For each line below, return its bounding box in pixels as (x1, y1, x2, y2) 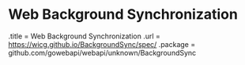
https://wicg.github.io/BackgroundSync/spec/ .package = (8, 39, 196, 49)
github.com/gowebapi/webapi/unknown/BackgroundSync (8, 48, 197, 57)
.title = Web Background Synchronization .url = (8, 31, 160, 41)
